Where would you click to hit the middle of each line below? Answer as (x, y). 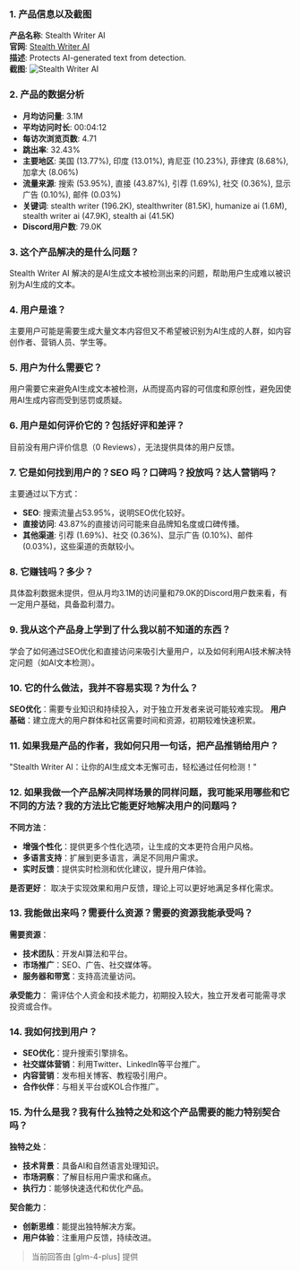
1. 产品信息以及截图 (51, 13)
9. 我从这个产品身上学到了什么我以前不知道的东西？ (120, 630)
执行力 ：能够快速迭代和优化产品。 (85, 1188)
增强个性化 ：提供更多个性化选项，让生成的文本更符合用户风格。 (140, 846)
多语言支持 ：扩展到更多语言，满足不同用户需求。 (112, 857)
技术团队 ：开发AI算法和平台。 (77, 953)
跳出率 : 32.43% (51, 149)
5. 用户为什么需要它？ (56, 368)
